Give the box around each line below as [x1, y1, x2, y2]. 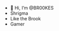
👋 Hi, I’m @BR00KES [10, 5, 54, 11]
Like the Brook [10, 16, 41, 21]
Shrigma [10, 10, 28, 16]
